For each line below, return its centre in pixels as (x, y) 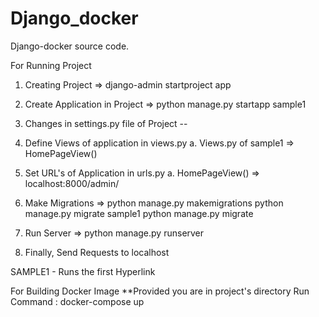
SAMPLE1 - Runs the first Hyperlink (83, 271)
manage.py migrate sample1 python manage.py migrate (139, 213)
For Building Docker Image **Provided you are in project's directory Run (160, 291)
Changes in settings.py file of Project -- (106, 123)
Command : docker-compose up (77, 301)
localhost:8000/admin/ (72, 183)
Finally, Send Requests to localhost (97, 252)
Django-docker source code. (70, 46)
